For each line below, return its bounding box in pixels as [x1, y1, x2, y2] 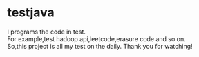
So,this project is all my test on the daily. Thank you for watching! [7, 42, 193, 50]
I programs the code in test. [7, 27, 86, 36]
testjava [7, 5, 55, 21]
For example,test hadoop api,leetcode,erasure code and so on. [7, 34, 187, 43]
